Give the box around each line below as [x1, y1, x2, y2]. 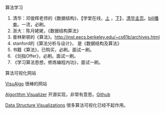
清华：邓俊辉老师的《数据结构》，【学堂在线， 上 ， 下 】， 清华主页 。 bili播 [12, 15, 159, 21]
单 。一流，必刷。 [12, 22, 48, 27]
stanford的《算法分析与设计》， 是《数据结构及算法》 [12, 40, 122, 46]
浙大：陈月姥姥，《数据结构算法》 [12, 28, 81, 34]
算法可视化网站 [5, 70, 36, 76]
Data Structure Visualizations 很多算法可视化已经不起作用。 [5, 102, 128, 108]
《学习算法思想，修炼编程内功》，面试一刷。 [12, 60, 103, 65]
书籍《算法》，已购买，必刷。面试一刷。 [12, 47, 95, 52]
